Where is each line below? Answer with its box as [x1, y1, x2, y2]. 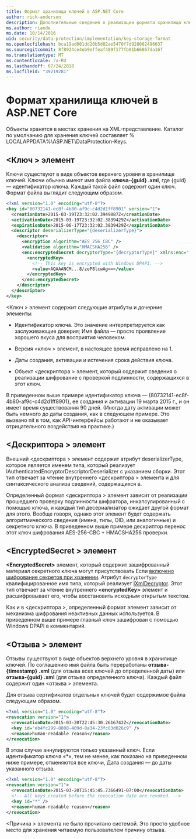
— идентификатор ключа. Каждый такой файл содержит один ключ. [6, 183, 176, 190]
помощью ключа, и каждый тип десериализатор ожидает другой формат [6, 504, 190, 511]
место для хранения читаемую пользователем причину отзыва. [6, 826, 166, 833]
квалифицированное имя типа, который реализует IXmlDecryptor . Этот [6, 580, 183, 587]
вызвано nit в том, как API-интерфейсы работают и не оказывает [6, 417, 169, 424]
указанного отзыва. [6, 765, 55, 772]
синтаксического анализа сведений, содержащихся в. [6, 480, 142, 487]
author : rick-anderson [6, 14, 61, 20]
